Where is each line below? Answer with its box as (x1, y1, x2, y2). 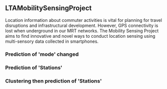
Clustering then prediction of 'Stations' (5, 77, 102, 84)
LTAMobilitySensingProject (5, 4, 92, 12)
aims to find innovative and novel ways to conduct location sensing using (5, 33, 156, 39)
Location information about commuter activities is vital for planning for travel (5, 17, 162, 23)
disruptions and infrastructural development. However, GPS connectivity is (5, 22, 159, 28)
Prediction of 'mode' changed (5, 51, 79, 58)
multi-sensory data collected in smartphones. (5, 38, 99, 44)
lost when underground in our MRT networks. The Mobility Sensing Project (5, 27, 159, 34)
